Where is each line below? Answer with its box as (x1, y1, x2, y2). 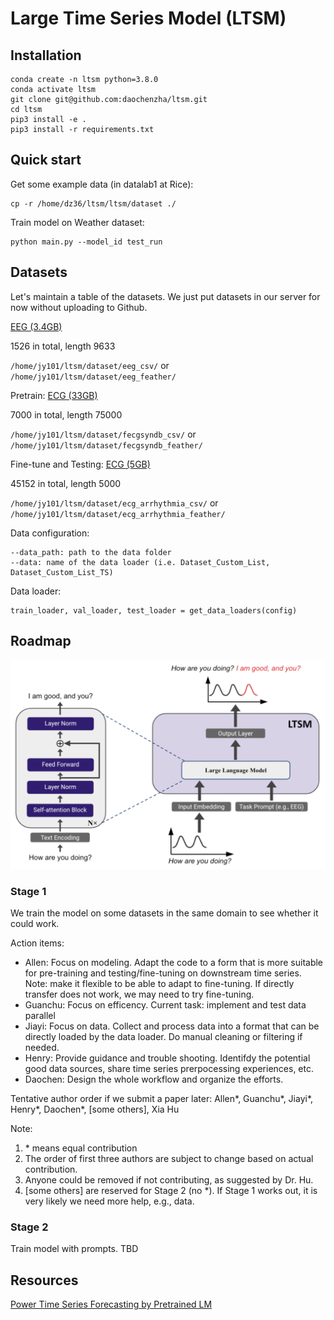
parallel (24, 1009, 56, 1021)
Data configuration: (10, 527, 90, 539)
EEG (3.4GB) (10, 320, 63, 332)
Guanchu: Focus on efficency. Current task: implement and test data (24, 998, 307, 1011)
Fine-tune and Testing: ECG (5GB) (10, 458, 151, 470)
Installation (10, 47, 82, 64)
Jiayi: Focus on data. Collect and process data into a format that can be (24, 1020, 320, 1032)
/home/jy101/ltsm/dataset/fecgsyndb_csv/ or (10, 428, 197, 440)
